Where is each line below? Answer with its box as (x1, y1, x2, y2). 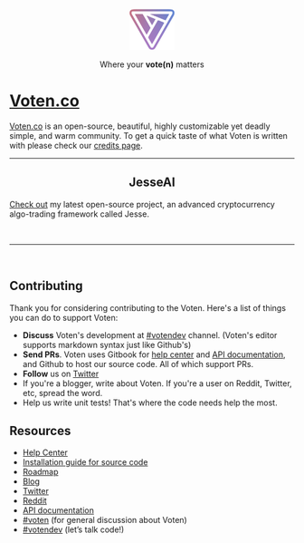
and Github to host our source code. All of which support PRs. (22, 358, 254, 369)
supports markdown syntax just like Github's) (22, 339, 192, 350)
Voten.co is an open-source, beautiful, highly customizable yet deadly (9, 121, 271, 131)
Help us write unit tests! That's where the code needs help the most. (22, 397, 278, 408)
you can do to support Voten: (9, 312, 119, 323)
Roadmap (22, 467, 59, 478)
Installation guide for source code (22, 457, 148, 468)
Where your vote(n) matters (99, 59, 205, 70)
